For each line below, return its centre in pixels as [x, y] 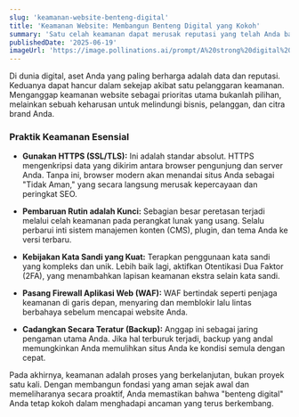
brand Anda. [32, 114]
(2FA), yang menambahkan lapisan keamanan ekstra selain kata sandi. [151, 276]
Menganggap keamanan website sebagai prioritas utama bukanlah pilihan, [145, 95]
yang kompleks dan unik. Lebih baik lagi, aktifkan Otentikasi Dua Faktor [153, 266]
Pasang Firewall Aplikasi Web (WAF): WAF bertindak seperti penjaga [149, 293]
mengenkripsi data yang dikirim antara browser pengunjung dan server [152, 166]
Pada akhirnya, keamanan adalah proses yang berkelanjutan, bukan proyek [147, 375]
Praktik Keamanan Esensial [69, 137]
